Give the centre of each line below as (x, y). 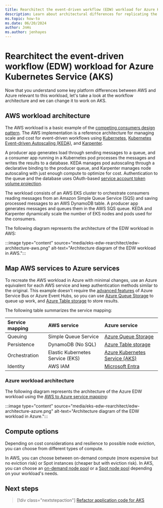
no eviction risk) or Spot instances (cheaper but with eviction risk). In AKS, (79, 463)
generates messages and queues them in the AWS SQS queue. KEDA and (78, 208)
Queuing (17, 336)
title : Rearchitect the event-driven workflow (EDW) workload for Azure (80, 9)
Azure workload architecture (40, 381)
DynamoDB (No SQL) (72, 344)
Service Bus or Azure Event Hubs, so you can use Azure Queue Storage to (79, 296)
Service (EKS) (64, 358)
